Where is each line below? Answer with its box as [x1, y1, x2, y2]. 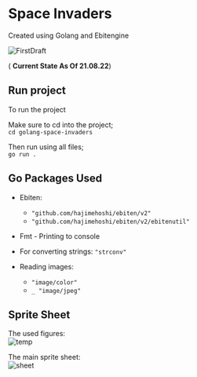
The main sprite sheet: [8, 353, 81, 362]
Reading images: [19, 262, 75, 271]
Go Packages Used [8, 172, 103, 185]
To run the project [8, 104, 67, 114]
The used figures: [8, 329, 65, 339]
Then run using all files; [8, 142, 84, 152]
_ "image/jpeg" [31, 287, 81, 295]
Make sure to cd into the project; [8, 119, 114, 130]
